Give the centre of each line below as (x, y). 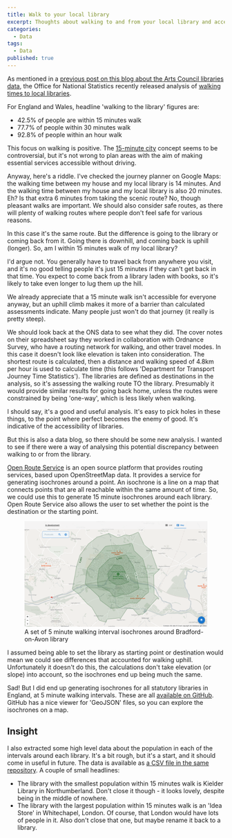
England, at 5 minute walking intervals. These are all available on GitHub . (110, 695)
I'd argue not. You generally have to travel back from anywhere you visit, (110, 261)
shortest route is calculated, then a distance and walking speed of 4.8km (110, 361)
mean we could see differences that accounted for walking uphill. (100, 660)
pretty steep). (27, 319)
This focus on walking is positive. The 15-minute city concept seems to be (113, 148)
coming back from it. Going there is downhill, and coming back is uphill (108, 241)
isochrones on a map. (38, 710)
